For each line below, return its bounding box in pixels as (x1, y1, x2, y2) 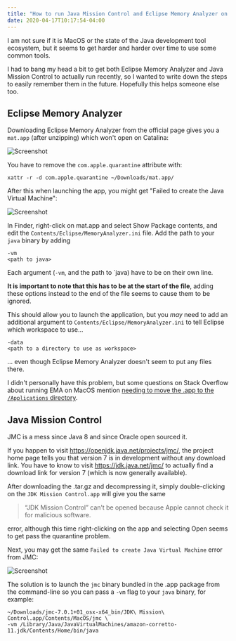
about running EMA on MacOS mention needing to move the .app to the (7, 386, 214, 394)
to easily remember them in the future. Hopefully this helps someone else (7, 79, 220, 88)
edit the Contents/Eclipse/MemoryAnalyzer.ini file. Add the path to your (7, 229, 215, 238)
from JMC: (7, 553, 39, 562)
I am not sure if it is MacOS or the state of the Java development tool (7, 36, 206, 44)
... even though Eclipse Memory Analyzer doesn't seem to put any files (7, 358, 212, 366)
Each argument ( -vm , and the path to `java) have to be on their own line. (7, 268, 214, 277)
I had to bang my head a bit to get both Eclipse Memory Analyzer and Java (7, 65, 223, 73)
